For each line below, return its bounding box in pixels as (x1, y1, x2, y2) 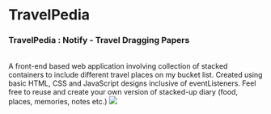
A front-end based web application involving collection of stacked (8, 61, 228, 71)
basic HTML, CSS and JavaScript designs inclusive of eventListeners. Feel (8, 78, 256, 88)
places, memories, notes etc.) (8, 97, 108, 107)
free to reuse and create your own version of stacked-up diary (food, (8, 87, 239, 97)
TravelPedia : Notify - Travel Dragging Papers (8, 35, 190, 46)
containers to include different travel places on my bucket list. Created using (8, 70, 263, 80)
